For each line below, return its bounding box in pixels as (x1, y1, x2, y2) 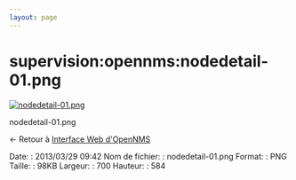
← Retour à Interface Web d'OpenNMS (9, 134, 151, 145)
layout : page (9, 12, 58, 22)
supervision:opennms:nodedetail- (9, 51, 269, 71)
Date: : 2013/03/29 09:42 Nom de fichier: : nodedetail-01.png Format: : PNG (9, 151, 287, 161)
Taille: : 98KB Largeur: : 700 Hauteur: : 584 (9, 160, 166, 171)
